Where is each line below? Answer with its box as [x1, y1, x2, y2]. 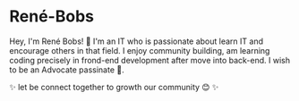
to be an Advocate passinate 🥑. [9, 64, 124, 75]
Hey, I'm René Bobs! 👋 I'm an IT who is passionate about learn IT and [9, 36, 264, 46]
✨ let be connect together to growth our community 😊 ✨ [9, 81, 219, 92]
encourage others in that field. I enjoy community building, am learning [9, 45, 270, 55]
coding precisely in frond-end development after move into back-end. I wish [9, 55, 291, 65]
